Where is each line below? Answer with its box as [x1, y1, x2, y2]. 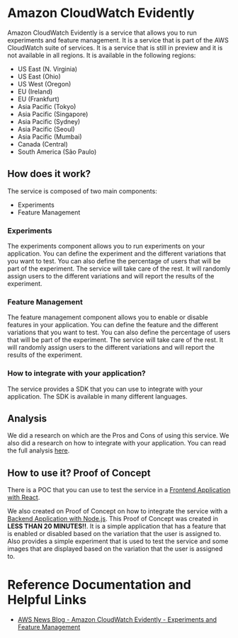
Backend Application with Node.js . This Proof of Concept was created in [7, 515, 218, 523]
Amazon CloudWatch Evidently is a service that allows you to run [7, 28, 197, 37]
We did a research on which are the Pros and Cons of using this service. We [7, 431, 229, 440]
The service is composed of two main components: [7, 186, 157, 195]
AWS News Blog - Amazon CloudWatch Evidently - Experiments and [17, 615, 217, 624]
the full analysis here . [7, 446, 70, 455]
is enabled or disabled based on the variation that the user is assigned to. [7, 530, 222, 538]
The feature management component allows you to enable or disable [7, 313, 209, 321]
